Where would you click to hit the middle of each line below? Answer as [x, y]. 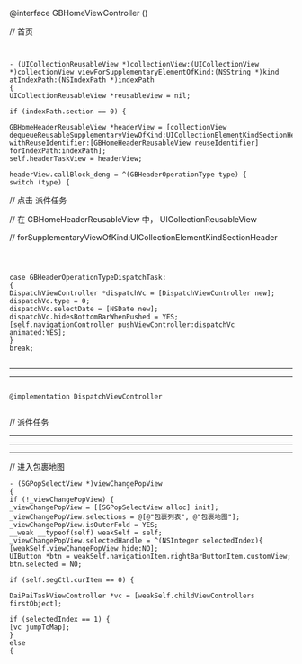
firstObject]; [36, 604]
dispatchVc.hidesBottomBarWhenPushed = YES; [94, 317]
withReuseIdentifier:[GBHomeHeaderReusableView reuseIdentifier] [134, 143]
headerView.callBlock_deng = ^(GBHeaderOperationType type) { [128, 175]
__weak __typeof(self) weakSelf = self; [86, 533]
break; [22, 348]
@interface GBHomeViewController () [79, 13]
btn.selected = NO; [46, 564]
